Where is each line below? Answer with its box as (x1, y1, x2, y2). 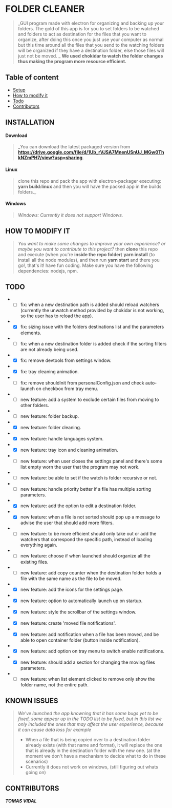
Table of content (5, 73, 59, 82)
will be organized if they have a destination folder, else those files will (17, 47, 164, 53)
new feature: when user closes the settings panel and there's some (20, 458, 162, 465)
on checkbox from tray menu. (35, 386, 98, 392)
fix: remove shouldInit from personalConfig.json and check (20, 379, 144, 386)
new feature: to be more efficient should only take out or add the (20, 531, 157, 537)
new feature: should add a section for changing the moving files (20, 659, 155, 665)
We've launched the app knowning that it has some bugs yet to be (17, 710, 159, 716)
